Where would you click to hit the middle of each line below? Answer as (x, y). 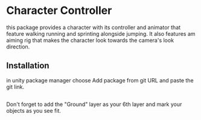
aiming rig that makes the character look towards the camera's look (90, 40)
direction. (18, 47)
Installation (28, 66)
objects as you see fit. (34, 111)
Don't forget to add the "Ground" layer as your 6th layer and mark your (94, 104)
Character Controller (59, 11)
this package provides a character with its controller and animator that (94, 27)
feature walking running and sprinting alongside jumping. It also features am (101, 33)
